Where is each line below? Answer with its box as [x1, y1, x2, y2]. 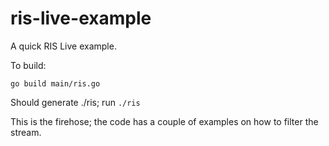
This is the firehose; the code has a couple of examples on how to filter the [10, 115, 319, 127]
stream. [10, 126, 42, 138]
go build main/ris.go [10, 78, 101, 89]
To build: [10, 59, 47, 71]
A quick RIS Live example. [10, 40, 117, 52]
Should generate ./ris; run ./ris [10, 96, 141, 108]
